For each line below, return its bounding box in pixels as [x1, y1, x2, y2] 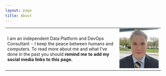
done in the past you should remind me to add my [7, 51, 110, 57]
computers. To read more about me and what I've [7, 46, 108, 52]
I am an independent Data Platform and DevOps [7, 35, 104, 41]
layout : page [5, 8, 32, 13]
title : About [5, 13, 32, 18]
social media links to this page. [7, 56, 73, 62]
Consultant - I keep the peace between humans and [7, 40, 114, 46]
